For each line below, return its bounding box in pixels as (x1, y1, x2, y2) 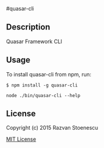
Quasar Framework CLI (6, 38, 63, 45)
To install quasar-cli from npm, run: (6, 70, 92, 78)
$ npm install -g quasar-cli (6, 82, 78, 88)
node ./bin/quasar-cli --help (6, 92, 81, 98)
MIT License (6, 136, 37, 143)
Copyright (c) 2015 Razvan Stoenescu (6, 124, 99, 131)
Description (6, 22, 50, 32)
